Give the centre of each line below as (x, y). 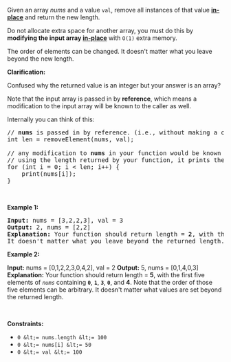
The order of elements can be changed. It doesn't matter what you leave (110, 51)
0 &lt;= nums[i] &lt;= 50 (54, 345)
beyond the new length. (41, 59)
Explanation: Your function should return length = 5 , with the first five (106, 275)
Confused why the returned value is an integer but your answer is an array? (114, 85)
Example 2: (23, 254)
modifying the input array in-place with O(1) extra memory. (92, 38)
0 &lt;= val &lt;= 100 (49, 352)
